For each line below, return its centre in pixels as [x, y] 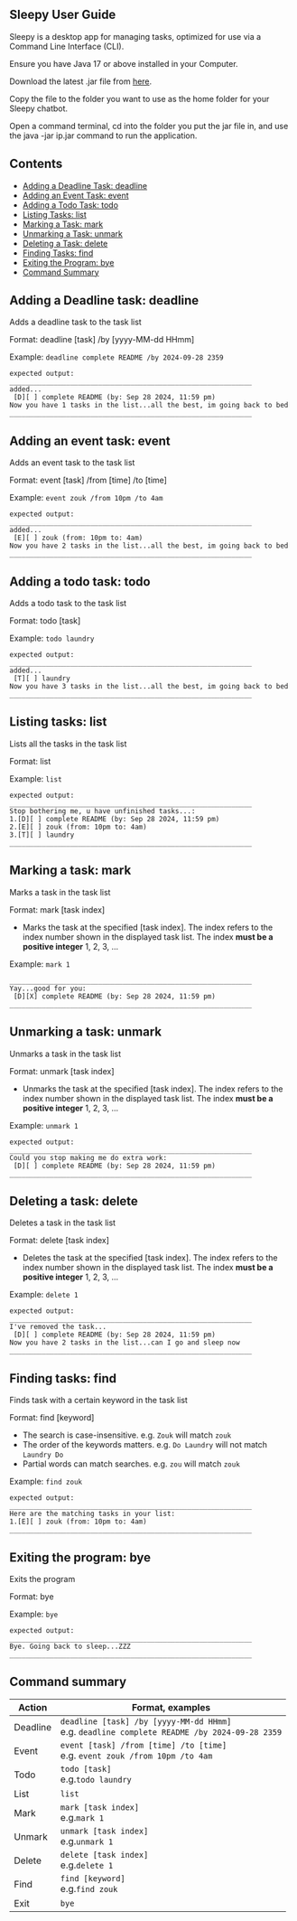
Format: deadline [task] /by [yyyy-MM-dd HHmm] [102, 340]
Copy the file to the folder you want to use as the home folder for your [139, 98]
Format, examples [171, 1707]
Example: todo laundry [52, 638]
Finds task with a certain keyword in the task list [98, 1401]
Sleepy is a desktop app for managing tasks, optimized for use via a [135, 36]
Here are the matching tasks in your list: [93, 1514]
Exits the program [42, 1579]
